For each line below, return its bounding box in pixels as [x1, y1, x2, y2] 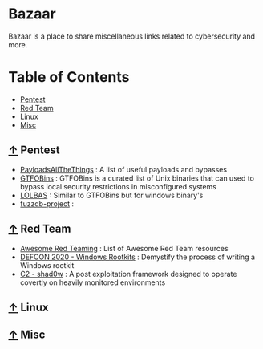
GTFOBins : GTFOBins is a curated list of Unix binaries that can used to [19, 173, 255, 183]
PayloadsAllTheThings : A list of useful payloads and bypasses [19, 164, 227, 174]
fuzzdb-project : [19, 198, 75, 209]
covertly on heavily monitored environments [19, 278, 166, 287]
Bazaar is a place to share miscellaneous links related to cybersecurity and [8, 31, 255, 41]
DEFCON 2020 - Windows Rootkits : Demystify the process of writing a [19, 252, 255, 262]
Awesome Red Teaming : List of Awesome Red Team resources [19, 243, 229, 253]
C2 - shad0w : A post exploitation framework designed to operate [19, 269, 237, 278]
